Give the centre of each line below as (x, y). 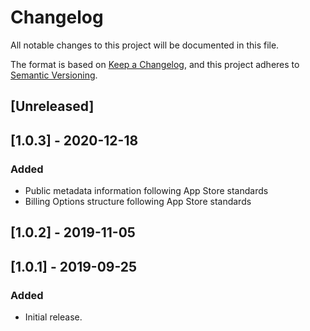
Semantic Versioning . (54, 75)
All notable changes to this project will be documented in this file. (145, 45)
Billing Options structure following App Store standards (138, 202)
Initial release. (53, 317)
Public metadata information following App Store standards (146, 191)
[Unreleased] (52, 106)
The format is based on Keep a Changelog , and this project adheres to (155, 64)
